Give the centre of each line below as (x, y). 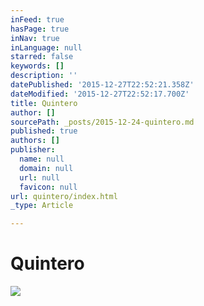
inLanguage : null (46, 47)
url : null (39, 177)
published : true (44, 131)
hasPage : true (40, 29)
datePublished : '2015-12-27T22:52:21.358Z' (102, 85)
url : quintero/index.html (64, 196)
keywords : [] (37, 66)
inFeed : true (37, 19)
